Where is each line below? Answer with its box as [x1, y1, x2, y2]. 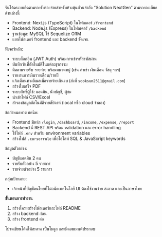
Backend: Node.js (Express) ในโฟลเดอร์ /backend [12, 25, 107, 31]
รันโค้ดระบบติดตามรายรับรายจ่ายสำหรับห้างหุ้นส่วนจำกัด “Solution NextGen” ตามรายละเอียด [5, 5, 158, 10]
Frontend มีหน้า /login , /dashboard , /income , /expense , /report [12, 119, 135, 125]
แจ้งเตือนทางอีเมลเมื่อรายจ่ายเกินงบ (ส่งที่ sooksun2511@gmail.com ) [12, 78, 126, 83]
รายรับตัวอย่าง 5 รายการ [12, 161, 51, 166]
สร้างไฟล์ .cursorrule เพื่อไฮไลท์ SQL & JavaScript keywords [12, 136, 126, 141]
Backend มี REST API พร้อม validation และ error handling [12, 125, 121, 130]
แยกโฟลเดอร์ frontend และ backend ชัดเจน [12, 37, 89, 42]
